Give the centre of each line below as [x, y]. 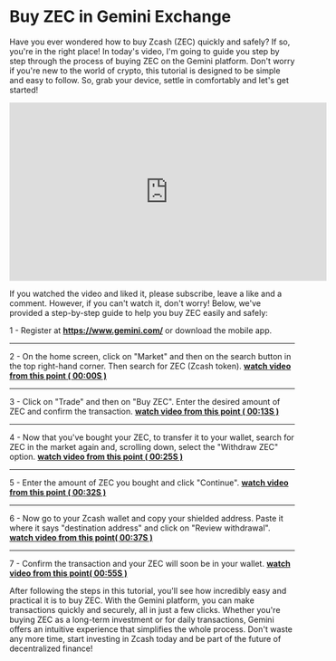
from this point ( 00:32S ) [58, 492]
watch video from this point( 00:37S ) [82, 537]
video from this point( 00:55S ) [69, 573]
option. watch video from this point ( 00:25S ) [96, 456]
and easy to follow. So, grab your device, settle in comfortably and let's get [149, 80]
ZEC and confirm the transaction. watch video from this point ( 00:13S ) [144, 411]
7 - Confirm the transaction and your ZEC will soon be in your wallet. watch [150, 563]
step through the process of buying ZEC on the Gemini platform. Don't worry [152, 61]
